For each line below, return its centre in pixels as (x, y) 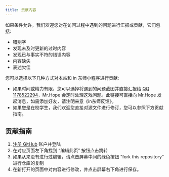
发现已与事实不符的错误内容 (41, 54)
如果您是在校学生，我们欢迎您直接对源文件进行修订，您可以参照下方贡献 (88, 107)
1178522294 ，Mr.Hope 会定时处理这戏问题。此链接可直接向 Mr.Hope (84, 95)
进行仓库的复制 (28, 163)
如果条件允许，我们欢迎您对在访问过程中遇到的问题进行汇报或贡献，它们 (80, 25)
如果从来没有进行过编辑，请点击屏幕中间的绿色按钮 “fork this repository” (88, 157)
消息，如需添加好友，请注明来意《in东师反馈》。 (67, 101)
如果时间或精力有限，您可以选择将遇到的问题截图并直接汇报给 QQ (81, 88)
